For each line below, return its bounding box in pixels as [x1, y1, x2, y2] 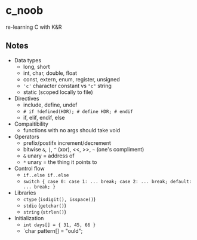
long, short [23, 63, 50, 70]
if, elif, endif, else [23, 114, 65, 121]
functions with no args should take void [23, 126, 121, 133]
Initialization [14, 214, 44, 221]
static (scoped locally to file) [23, 88, 93, 96]
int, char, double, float [23, 69, 78, 77]
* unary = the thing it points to [23, 158, 97, 165]
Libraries [14, 189, 36, 196]
